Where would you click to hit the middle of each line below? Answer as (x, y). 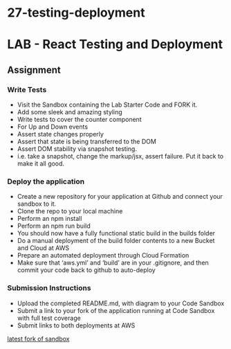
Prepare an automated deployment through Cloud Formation (103, 256)
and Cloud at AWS (43, 248)
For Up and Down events (53, 127)
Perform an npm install (49, 219)
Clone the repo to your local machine (70, 211)
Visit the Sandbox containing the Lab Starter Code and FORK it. (107, 105)
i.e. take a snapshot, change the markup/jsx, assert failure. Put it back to (120, 156)
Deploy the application (46, 181)
